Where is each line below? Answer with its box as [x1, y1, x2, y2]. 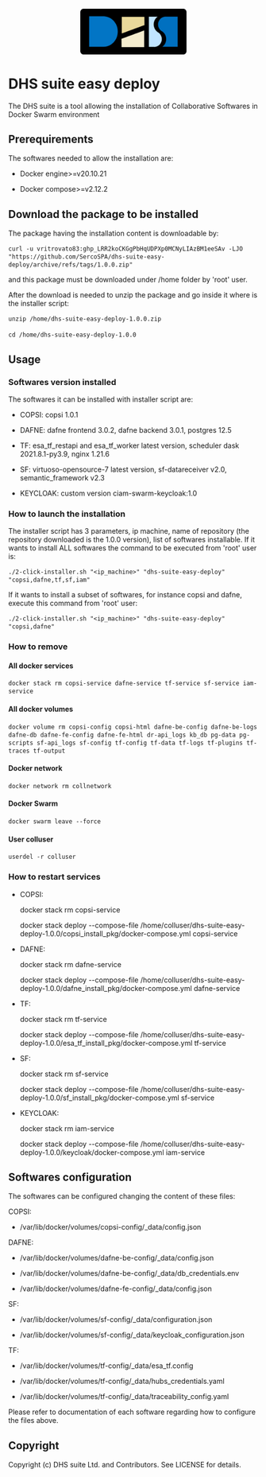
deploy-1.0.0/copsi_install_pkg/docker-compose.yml [19, 928, 191, 939]
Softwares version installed [8, 376, 117, 387]
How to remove [8, 641, 68, 652]
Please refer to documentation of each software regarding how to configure [8, 1407, 256, 1417]
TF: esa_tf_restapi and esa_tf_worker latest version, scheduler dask [19, 441, 240, 450]
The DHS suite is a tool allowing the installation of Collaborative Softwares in [8, 101, 258, 111]
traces [8, 747, 30, 755]
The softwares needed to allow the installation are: [8, 154, 174, 163]
